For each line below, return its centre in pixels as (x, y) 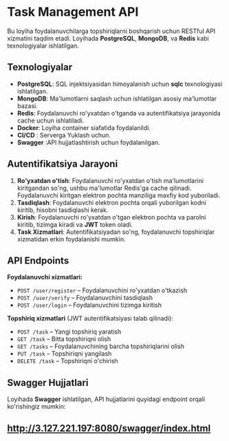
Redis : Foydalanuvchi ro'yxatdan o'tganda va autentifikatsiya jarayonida (119, 113)
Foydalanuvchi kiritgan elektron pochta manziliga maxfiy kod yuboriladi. (119, 195)
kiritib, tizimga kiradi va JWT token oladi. (75, 224)
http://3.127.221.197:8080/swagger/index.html (109, 428)
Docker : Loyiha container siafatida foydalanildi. (84, 127)
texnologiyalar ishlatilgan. (43, 45)
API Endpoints (38, 260)
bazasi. (27, 106)
